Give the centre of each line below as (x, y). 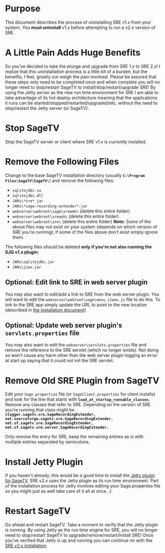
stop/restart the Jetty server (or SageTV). (47, 108)
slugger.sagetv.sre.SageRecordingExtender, (50, 415)
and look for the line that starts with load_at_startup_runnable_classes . (78, 399)
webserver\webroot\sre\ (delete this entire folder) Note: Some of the (82, 221)
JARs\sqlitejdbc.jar (33, 262)
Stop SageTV (33, 128)
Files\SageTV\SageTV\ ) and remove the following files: (60, 180)
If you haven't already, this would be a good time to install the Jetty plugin (80, 476)
